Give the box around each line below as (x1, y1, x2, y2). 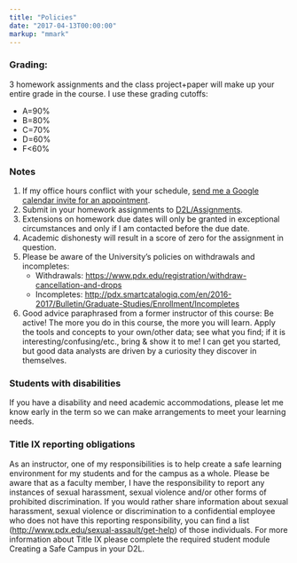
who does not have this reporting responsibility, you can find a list (9, 515, 250, 526)
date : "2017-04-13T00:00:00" (9, 21, 117, 30)
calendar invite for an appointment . (21, 194, 151, 205)
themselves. (21, 355, 67, 365)
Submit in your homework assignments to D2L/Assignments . (21, 204, 244, 215)
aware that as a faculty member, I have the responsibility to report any (9, 477, 265, 488)
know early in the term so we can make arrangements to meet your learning (9, 407, 286, 418)
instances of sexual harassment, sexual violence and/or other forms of (9, 487, 268, 497)
